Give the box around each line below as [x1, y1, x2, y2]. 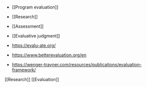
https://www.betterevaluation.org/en [11, 52, 86, 58]
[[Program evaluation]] [11, 4, 59, 10]
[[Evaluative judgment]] [11, 33, 60, 39]
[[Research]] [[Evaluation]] [4, 77, 59, 82]
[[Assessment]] [11, 23, 44, 29]
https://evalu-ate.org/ [11, 43, 56, 48]
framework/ [11, 67, 36, 73]
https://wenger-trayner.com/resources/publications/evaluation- [11, 62, 142, 67]
